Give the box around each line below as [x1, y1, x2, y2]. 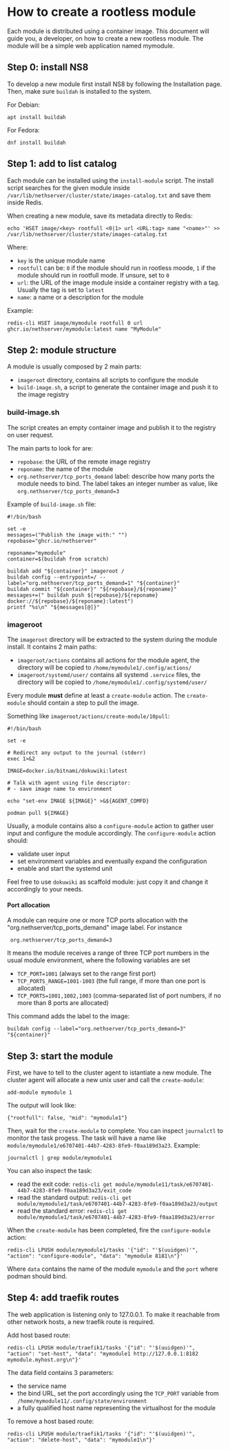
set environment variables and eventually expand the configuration [17, 857, 207, 865]
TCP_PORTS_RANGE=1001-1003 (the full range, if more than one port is [17, 977, 206, 985]
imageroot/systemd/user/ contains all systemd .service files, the [17, 670, 201, 679]
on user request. [7, 431, 54, 439]
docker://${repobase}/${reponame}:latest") [7, 597, 134, 605]
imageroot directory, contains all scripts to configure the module [17, 376, 199, 384]
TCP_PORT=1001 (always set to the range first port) [17, 969, 156, 978]
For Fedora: [7, 125, 40, 134]
